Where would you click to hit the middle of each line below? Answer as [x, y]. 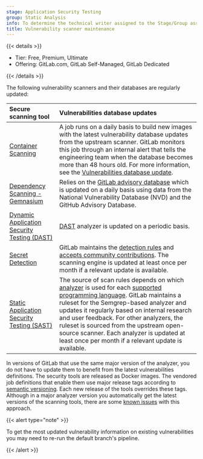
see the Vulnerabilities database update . [116, 172]
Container [23, 146]
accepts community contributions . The [114, 255]
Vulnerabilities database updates [108, 113]
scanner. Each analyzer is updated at [133, 333]
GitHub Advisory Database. [98, 205]
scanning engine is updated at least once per [123, 263]
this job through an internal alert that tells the [123, 150]
